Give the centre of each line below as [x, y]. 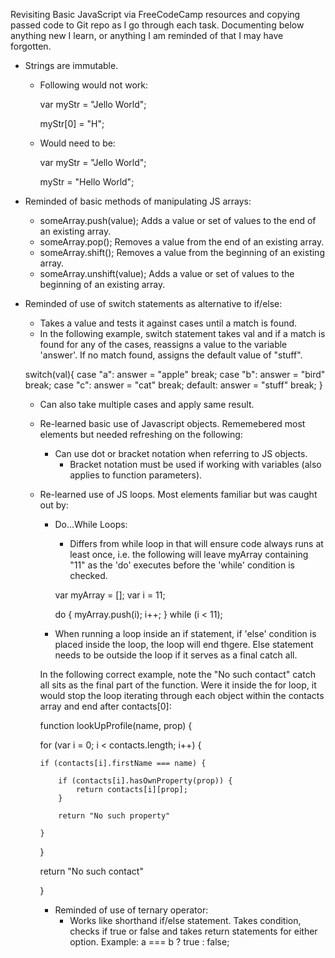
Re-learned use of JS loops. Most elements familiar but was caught [178, 494]
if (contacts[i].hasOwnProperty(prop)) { [145, 781]
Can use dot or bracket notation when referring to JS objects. [181, 453]
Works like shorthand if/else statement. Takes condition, [185, 920]
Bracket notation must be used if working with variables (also [195, 464]
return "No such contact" [91, 871]
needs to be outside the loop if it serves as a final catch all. [176, 655]
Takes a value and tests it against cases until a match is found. [168, 323]
